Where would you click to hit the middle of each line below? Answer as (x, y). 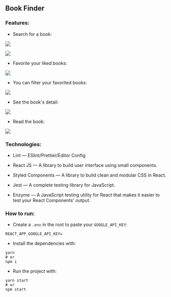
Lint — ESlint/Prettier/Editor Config (49, 155)
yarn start (17, 281)
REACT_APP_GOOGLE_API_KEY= (34, 234)
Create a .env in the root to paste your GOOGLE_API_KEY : (70, 225)
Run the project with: (35, 271)
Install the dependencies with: (44, 243)
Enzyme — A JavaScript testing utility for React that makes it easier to (86, 195)
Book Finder (25, 8)
